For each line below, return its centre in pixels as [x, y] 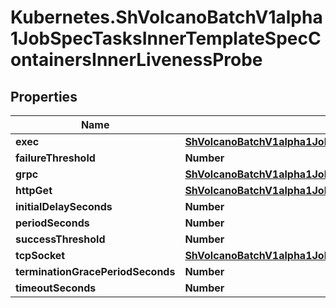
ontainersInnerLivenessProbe [136, 60]
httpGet [34, 190]
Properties [44, 96]
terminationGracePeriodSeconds [95, 271]
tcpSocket [40, 255]
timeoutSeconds [56, 288]
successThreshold [60, 239]
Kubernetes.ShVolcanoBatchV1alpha [166, 17]
